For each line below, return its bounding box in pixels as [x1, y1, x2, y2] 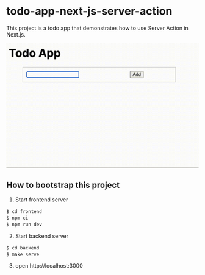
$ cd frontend [6, 209, 43, 215]
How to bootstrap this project [6, 179, 120, 190]
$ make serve [6, 251, 40, 257]
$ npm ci [6, 215, 29, 221]
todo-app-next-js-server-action [6, 4, 173, 18]
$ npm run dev [6, 221, 43, 228]
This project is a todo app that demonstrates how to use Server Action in [6, 24, 189, 32]
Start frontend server [15, 196, 68, 203]
